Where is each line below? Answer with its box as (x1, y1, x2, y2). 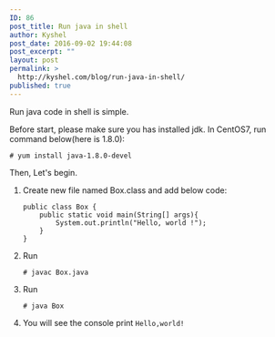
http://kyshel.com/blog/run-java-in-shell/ (17, 73, 185, 82)
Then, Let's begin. (9, 167, 77, 178)
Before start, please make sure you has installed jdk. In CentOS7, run (9, 124, 267, 135)
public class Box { (22, 202, 97, 211)
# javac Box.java (22, 268, 89, 277)
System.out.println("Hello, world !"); (56, 218, 207, 228)
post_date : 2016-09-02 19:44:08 (9, 38, 132, 48)
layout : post (9, 56, 59, 65)
